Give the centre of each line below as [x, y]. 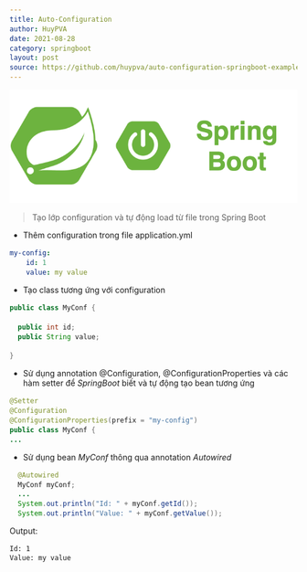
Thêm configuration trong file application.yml [108, 235]
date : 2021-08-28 [42, 38]
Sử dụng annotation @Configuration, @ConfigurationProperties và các [155, 374]
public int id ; [47, 327]
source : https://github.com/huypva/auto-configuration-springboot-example [155, 68]
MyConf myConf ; [47, 484]
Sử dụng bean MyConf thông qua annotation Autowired [127, 457]
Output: [24, 531]
